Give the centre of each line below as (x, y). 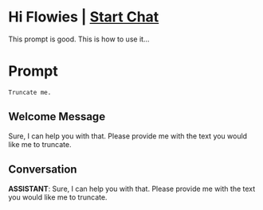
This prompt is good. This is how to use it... (79, 39)
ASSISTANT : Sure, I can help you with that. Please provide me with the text (132, 189)
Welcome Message (57, 117)
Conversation (43, 170)
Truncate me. (30, 92)
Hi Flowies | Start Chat (84, 17)
